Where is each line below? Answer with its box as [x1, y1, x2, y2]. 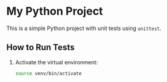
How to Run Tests [6, 42, 75, 53]
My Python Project [6, 4, 103, 18]
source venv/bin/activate [15, 70, 82, 76]
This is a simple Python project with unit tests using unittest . [6, 24, 161, 32]
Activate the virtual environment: [15, 58, 98, 65]
